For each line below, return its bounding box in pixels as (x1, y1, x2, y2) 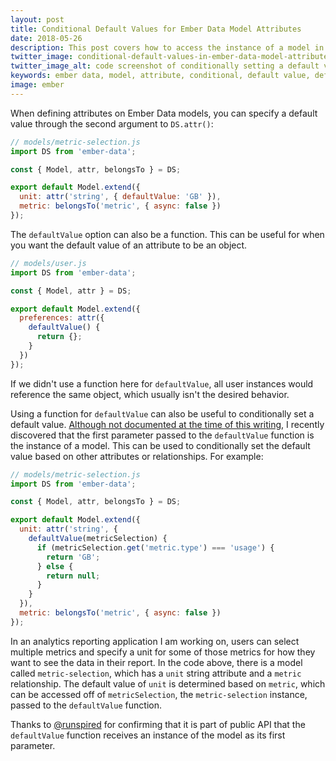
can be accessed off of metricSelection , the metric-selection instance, (10, 688, 308, 700)
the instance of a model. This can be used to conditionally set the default (10, 439, 311, 451)
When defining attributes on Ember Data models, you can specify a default (10, 107, 318, 119)
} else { (36, 561, 74, 571)
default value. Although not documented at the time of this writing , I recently (10, 418, 325, 430)
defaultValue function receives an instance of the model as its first (10, 729, 286, 741)
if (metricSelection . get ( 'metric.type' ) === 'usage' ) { (36, 542, 275, 553)
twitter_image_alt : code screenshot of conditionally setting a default (10, 61, 320, 71)
